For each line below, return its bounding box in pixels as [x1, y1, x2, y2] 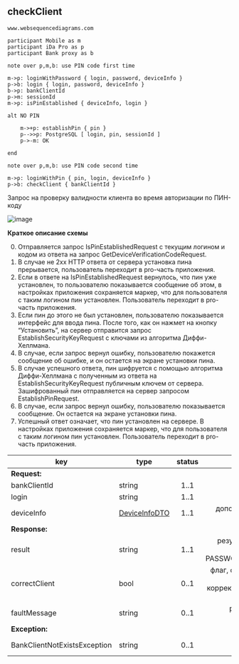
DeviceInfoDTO [118, 508, 170, 518]
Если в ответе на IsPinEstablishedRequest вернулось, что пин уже [17, 273, 217, 281]
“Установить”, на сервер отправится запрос [17, 326, 152, 334]
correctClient [11, 578, 55, 588]
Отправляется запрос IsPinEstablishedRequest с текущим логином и [17, 242, 225, 251]
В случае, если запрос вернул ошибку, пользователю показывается [17, 401, 225, 410]
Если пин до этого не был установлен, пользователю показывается [17, 311, 224, 319]
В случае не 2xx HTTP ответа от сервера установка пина [17, 257, 192, 266]
